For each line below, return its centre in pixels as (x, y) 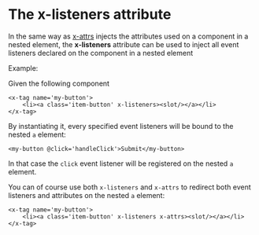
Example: (23, 68)
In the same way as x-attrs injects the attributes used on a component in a (128, 36)
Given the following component (59, 83)
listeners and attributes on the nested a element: (87, 195)
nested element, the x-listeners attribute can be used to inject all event (124, 44)
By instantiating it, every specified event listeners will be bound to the (121, 126)
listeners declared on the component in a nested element (101, 53)
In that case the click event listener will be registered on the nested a (121, 163)
